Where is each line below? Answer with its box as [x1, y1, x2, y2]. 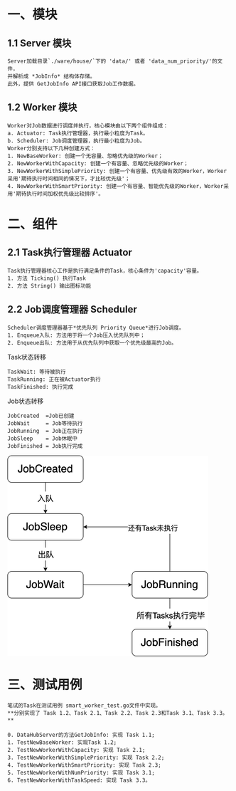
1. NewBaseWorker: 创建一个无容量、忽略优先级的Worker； [7, 152, 163, 159]
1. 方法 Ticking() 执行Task [7, 275, 87, 282]
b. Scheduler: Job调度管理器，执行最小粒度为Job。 [7, 137, 146, 145]
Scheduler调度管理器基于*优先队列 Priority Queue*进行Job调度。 [7, 324, 185, 331]
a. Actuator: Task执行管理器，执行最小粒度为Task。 [7, 130, 149, 137]
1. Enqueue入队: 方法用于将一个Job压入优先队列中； [7, 332, 146, 339]
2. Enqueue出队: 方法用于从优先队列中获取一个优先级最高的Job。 [7, 339, 177, 346]
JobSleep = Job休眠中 [7, 435, 78, 442]
